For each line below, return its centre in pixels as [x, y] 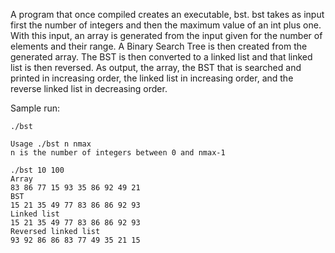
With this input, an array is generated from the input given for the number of [166, 35]
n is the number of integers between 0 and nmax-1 [118, 153]
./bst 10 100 [37, 170]
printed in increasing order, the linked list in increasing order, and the [152, 78]
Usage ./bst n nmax [51, 144]
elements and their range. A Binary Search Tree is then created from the [159, 46]
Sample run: [35, 108]
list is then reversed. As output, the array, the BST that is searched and [156, 67]
